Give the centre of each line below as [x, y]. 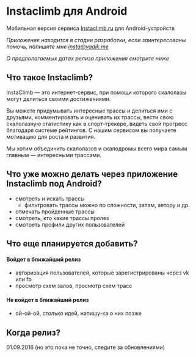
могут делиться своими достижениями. [59, 98]
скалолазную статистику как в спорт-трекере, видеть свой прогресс [97, 123]
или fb [24, 279]
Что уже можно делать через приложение [92, 175]
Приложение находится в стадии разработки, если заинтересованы [96, 40]
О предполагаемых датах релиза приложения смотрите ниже [88, 58]
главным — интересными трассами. [54, 155]
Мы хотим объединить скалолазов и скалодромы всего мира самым [97, 149]
